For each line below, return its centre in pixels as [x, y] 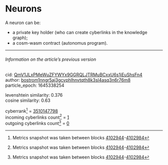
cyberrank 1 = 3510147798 [32, 111]
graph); [20, 38]
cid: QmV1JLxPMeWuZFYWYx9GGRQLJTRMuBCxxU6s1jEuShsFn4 [74, 75]
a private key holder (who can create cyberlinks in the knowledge [80, 32]
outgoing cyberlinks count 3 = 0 [37, 123]
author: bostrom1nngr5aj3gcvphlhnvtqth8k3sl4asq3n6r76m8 [68, 80]
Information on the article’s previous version [51, 59]
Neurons [23, 9]
